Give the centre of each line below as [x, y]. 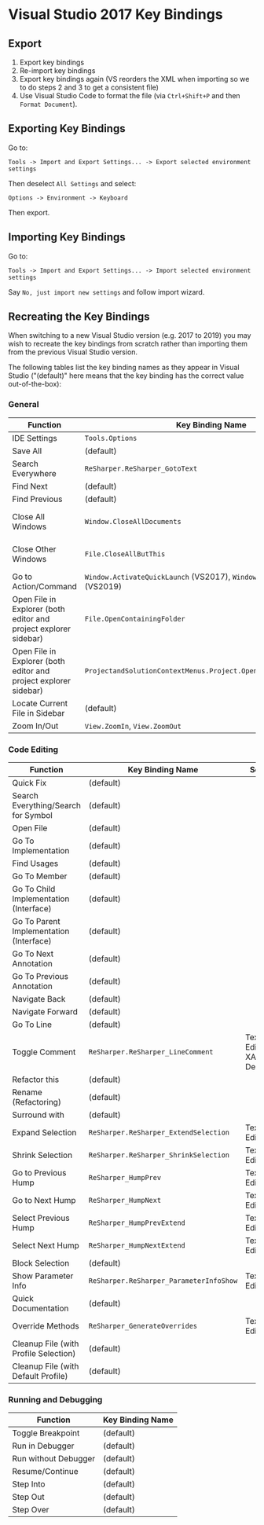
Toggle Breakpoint [46, 1433]
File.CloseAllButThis [125, 554]
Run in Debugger [43, 1446]
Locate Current [40, 703]
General [24, 405]
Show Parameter [43, 1276]
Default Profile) [40, 1377]
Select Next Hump [46, 1245]
